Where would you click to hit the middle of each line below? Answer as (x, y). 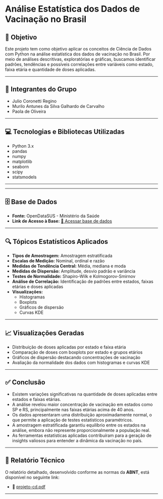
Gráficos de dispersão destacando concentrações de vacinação (76, 358)
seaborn (20, 167)
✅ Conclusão (25, 382)
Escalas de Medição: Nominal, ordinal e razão (58, 261)
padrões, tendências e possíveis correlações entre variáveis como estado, (79, 64)
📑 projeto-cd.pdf (29, 486)
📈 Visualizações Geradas (45, 333)
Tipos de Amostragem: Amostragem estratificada (62, 256)
